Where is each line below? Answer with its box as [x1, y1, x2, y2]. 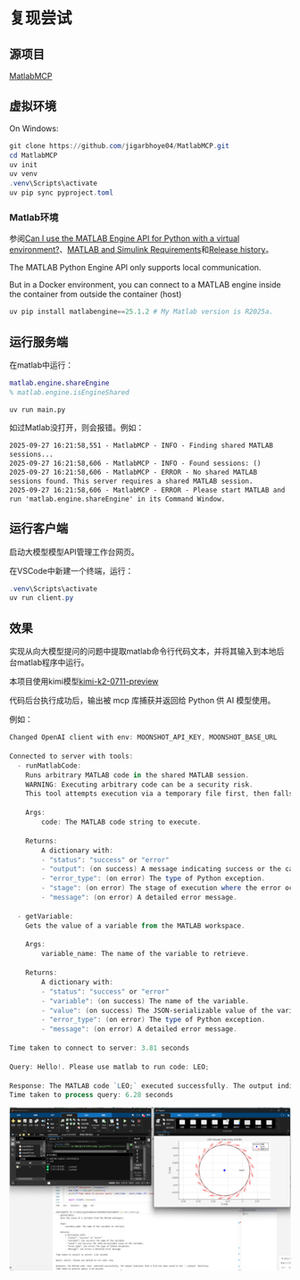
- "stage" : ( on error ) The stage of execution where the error [41, 884, 281, 893]
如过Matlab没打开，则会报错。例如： [9, 421, 145, 433]
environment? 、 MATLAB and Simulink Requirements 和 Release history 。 [9, 245, 274, 255]
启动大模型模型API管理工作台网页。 [9, 546, 140, 557]
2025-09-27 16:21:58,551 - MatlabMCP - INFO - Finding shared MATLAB [9, 441, 274, 450]
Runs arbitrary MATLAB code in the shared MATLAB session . [25, 770, 250, 779]
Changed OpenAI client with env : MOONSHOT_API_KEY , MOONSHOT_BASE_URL [9, 733, 278, 742]
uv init [9, 160, 38, 170]
